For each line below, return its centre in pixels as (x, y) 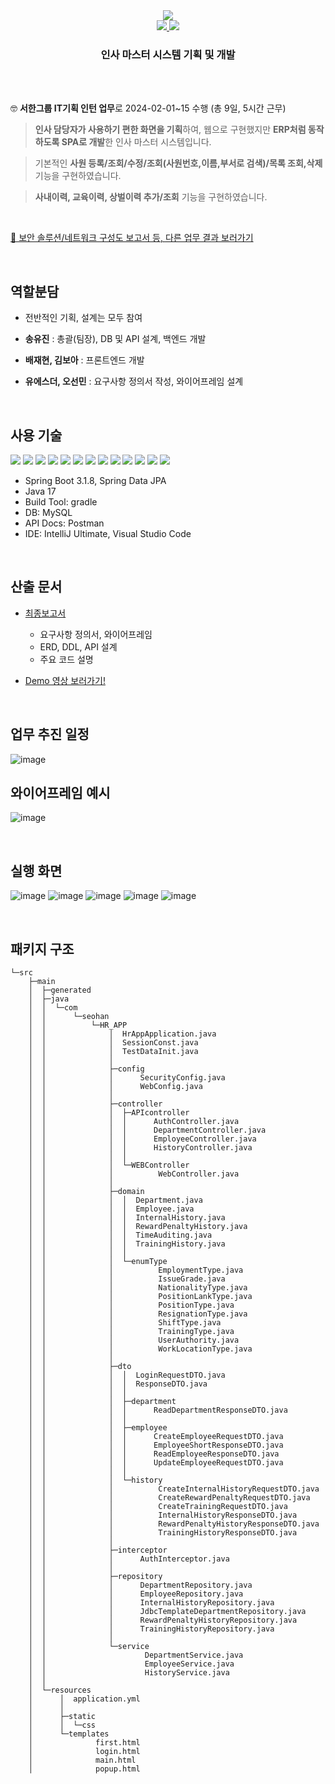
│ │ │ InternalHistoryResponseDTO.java (163, 1515)
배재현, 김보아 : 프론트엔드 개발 (84, 360)
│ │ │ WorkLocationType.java (140, 1349)
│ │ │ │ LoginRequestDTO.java (127, 1375)
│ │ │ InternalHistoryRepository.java (151, 1602)
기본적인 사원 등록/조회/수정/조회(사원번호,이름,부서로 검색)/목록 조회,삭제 (178, 163)
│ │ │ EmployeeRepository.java (136, 1594)
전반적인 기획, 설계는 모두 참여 (83, 318)
